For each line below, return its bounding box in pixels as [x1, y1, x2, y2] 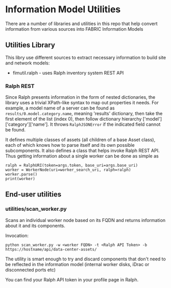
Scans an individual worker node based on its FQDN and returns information [5, 217, 166, 223]
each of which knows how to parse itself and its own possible [5, 142, 135, 148]
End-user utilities [5, 190, 62, 199]
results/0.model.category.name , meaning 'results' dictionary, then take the [5, 110, 163, 117]
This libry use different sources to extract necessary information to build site [5, 54, 166, 60]
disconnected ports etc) [5, 267, 56, 273]
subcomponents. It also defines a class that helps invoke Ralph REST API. [5, 147, 160, 154]
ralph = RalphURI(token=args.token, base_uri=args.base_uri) [5, 163, 138, 168]
